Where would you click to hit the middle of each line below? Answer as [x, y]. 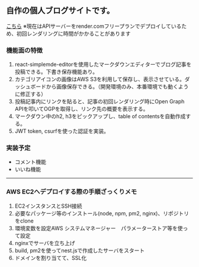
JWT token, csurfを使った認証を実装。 [62, 131]
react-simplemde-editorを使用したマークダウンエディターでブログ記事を [103, 65]
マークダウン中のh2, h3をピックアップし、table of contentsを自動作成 [100, 116]
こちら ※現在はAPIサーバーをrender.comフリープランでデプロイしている [94, 26]
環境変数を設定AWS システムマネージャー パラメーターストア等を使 [99, 228]
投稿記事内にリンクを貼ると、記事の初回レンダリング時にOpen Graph [99, 101]
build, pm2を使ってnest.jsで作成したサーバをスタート [80, 250]
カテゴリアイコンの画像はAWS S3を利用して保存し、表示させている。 [99, 80]
